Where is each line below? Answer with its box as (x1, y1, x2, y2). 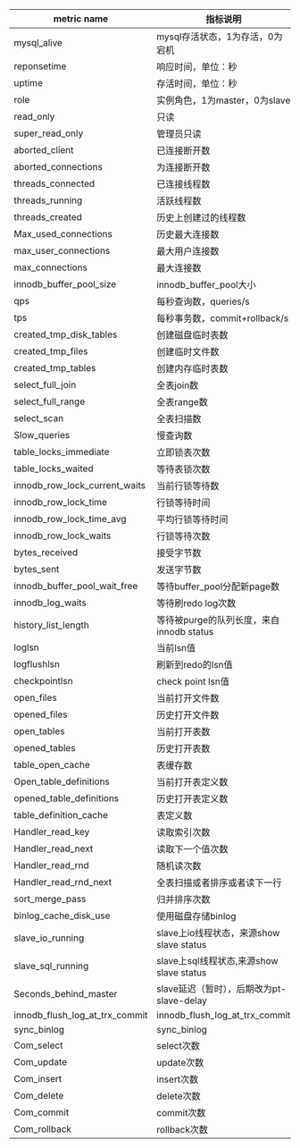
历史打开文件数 (155, 709, 220, 721)
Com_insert (13, 1073, 62, 1085)
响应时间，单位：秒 (155, 61, 237, 72)
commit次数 (155, 1107, 206, 1118)
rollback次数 (155, 1124, 208, 1135)
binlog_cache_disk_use (13, 909, 111, 922)
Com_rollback (13, 1123, 72, 1135)
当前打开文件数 (155, 692, 220, 705)
